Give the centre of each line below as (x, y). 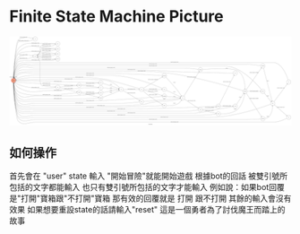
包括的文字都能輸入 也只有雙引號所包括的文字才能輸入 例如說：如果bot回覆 (147, 187)
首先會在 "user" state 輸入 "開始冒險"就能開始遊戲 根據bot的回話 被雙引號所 (149, 176)
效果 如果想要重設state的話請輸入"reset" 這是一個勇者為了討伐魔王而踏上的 (147, 210)
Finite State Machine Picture (116, 17)
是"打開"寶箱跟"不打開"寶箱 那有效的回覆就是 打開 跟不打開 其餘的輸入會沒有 (150, 198)
